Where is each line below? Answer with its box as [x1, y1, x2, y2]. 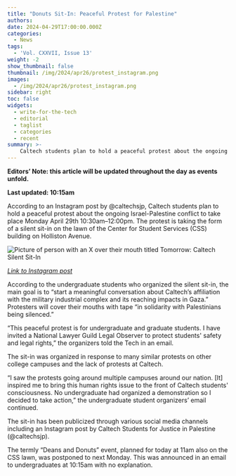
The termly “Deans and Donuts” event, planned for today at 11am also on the [7, 446, 228, 454]
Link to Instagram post [7, 267, 72, 275]
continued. [7, 403, 39, 412]
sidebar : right [7, 89, 52, 96]
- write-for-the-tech [13, 108, 77, 115]
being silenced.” [7, 311, 54, 318]
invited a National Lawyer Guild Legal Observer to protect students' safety [7, 332, 222, 339]
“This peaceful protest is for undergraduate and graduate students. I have [7, 324, 221, 332]
